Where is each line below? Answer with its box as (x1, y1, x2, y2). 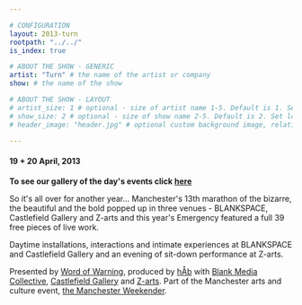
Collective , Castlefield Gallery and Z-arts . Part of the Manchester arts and (9, 275, 282, 286)
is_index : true (9, 46, 67, 55)
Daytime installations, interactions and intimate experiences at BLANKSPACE (9, 239, 293, 249)
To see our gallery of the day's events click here (9, 176, 192, 187)
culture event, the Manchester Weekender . (9, 284, 168, 296)
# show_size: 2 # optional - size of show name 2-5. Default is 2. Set (9, 111, 283, 121)
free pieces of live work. (9, 222, 99, 232)
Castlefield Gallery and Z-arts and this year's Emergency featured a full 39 (9, 212, 285, 222)
